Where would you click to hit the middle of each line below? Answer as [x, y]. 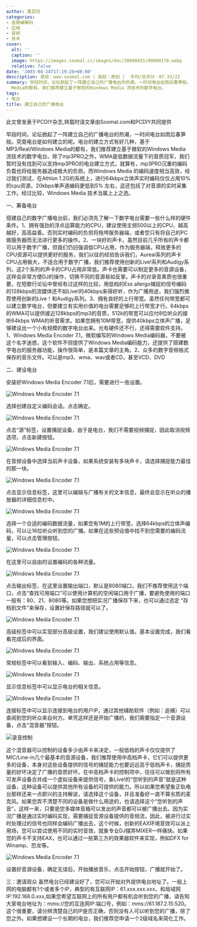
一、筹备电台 [21, 205]
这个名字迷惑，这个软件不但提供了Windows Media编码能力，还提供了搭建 [95, 342]
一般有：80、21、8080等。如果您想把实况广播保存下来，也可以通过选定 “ [95, 600]
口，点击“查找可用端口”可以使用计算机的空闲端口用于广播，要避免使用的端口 [98, 593]
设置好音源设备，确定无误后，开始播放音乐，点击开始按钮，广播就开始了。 [96, 869]
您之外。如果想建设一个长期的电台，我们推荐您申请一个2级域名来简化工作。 [98, 918]
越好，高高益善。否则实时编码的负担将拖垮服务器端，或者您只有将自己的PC [97, 232]
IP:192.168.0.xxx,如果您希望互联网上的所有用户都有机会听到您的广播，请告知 [98, 896]
